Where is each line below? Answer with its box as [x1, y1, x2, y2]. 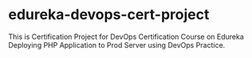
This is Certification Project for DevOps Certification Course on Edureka [8, 32, 245, 41]
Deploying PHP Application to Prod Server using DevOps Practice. [8, 40, 226, 49]
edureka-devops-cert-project [8, 6, 210, 24]
